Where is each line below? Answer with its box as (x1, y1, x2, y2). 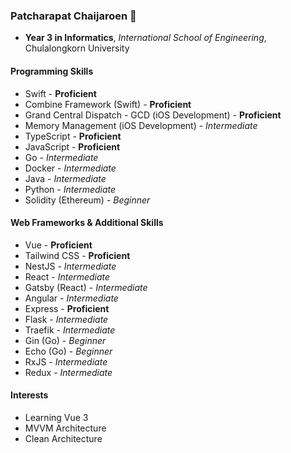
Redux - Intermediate (24, 366, 113, 378)
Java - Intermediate (24, 172, 107, 184)
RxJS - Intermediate (24, 355, 108, 368)
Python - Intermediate (24, 183, 117, 195)
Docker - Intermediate (24, 162, 117, 174)
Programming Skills (10, 65, 94, 77)
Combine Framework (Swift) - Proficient (24, 98, 192, 110)
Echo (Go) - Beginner (24, 345, 113, 357)
